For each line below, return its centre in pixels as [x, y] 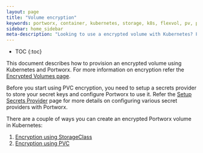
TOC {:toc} [28, 51]
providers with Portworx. [37, 107]
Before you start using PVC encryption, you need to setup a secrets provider [101, 88]
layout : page [23, 12]
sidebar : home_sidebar [35, 29]
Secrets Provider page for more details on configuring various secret [92, 101]
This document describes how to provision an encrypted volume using [94, 63]
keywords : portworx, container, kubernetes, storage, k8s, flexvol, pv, [100, 23]
